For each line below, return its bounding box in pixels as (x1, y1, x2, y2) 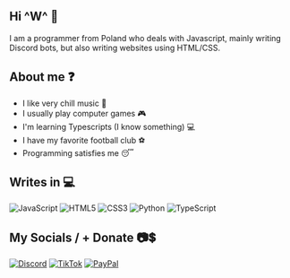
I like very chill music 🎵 (21, 98, 107, 109)
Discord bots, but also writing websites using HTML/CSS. (9, 42, 221, 53)
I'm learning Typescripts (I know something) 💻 (21, 121, 195, 132)
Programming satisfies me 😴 (21, 147, 134, 158)
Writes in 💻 (9, 175, 76, 190)
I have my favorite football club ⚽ (21, 135, 146, 145)
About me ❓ (9, 69, 75, 85)
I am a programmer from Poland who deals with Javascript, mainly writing (9, 32, 282, 43)
